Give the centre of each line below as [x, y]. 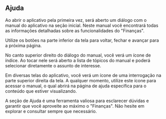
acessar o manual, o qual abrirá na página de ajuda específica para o [76, 86]
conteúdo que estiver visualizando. [41, 91]
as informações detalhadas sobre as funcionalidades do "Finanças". [75, 30]
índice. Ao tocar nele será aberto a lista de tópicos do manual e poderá [78, 60]
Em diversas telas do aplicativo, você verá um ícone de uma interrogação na [83, 75]
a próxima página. [24, 45]
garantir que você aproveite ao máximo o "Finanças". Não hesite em [75, 106]
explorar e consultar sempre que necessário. [51, 111]
